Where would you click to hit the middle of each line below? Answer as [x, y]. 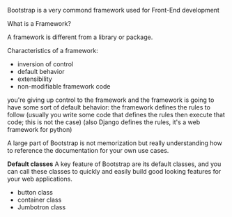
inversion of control [45, 64]
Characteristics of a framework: [53, 51]
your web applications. [40, 179]
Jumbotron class [41, 207]
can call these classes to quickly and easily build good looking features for [114, 171]
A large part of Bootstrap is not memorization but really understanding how [115, 143]
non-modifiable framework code [64, 86]
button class [35, 192]
